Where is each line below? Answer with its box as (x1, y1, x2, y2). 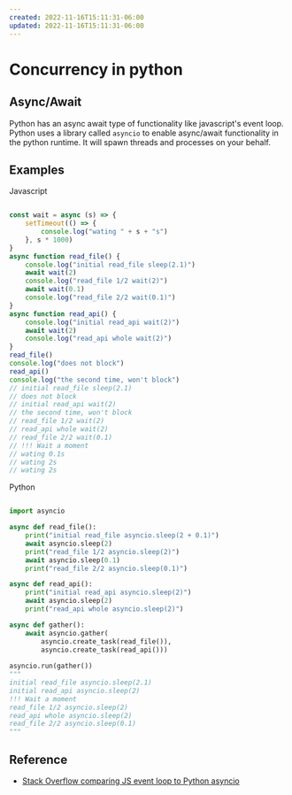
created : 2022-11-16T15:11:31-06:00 (9, 12, 144, 22)
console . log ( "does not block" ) (9, 359, 125, 368)
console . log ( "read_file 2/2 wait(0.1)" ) (25, 293, 176, 302)
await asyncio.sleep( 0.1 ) (25, 555, 121, 565)
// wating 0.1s (9, 449, 65, 459)
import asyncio (9, 506, 65, 516)
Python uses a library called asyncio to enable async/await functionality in (9, 127, 279, 138)
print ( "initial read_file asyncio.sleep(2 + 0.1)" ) (25, 531, 219, 540)
